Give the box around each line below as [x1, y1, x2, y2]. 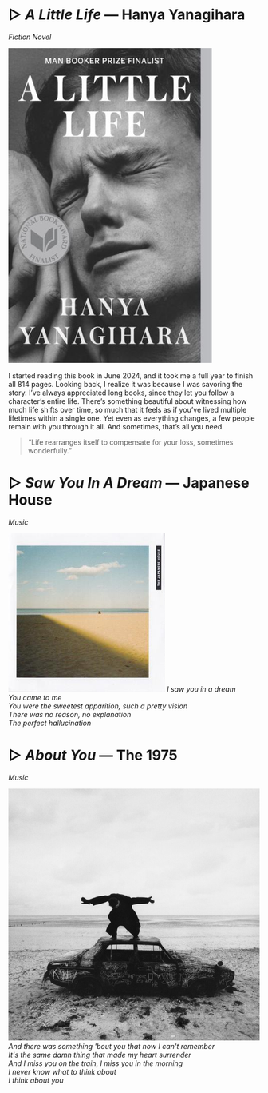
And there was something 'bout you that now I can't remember [8, 1041, 215, 1051]
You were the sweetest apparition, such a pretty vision [8, 701, 188, 711]
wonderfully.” [27, 445, 72, 455]
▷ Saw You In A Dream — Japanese [8, 474, 250, 493]
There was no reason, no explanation [8, 709, 132, 719]
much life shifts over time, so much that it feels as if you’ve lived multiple [8, 405, 247, 414]
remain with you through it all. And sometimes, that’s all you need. [8, 421, 225, 431]
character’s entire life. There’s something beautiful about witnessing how [8, 396, 247, 405]
